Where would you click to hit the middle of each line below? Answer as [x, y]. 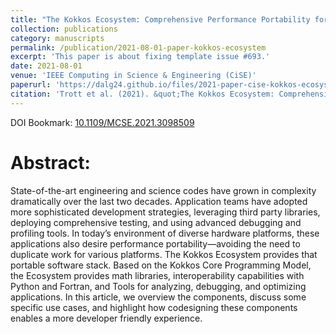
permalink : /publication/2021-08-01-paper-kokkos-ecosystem [138, 47]
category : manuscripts [57, 38]
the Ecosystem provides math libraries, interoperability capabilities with [157, 275]
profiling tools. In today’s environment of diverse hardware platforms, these [165, 233]
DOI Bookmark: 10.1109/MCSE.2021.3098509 [102, 122]
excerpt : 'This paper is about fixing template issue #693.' [140, 57]
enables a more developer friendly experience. [106, 318]
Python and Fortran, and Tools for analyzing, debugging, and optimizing [158, 286]
